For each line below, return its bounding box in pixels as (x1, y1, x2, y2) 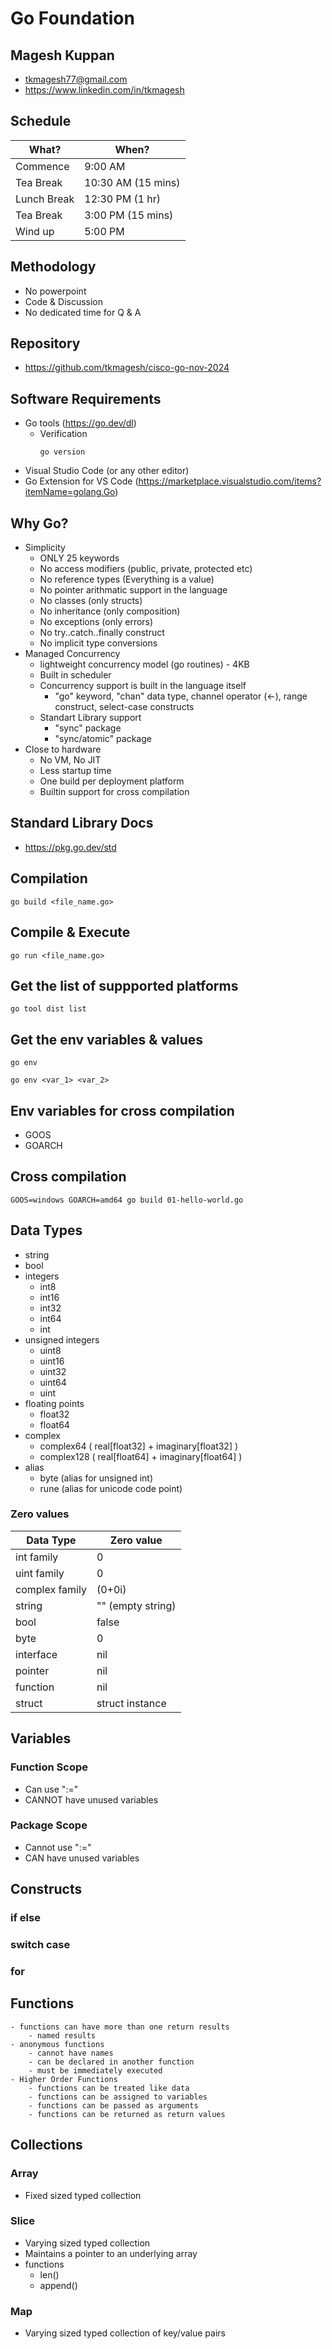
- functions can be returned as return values (28, 2109, 226, 2119)
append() (39, 2279, 78, 2291)
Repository (10, 335, 81, 352)
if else (10, 1911, 41, 1925)
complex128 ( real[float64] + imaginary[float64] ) (39, 1450, 243, 1462)
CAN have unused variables (24, 1852, 140, 1864)
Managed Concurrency (24, 648, 121, 660)
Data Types (10, 1222, 83, 1239)
